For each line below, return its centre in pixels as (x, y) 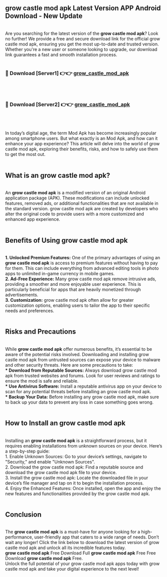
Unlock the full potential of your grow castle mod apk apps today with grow (83, 564)
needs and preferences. (30, 311)
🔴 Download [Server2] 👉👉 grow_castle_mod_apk (68, 104)
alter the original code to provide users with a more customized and (75, 214)
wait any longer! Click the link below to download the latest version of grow (82, 543)
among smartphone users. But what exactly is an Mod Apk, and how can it (82, 138)
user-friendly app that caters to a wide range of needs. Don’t (97, 537)
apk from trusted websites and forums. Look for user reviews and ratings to (83, 375)
